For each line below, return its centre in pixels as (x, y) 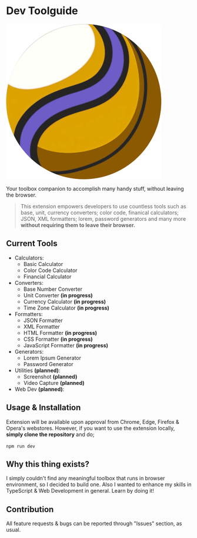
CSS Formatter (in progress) (58, 339)
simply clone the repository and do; (50, 434)
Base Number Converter (53, 289)
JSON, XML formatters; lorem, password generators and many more (103, 218)
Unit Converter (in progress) (58, 295)
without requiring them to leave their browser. (78, 225)
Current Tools (32, 243)
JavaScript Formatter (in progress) (66, 345)
